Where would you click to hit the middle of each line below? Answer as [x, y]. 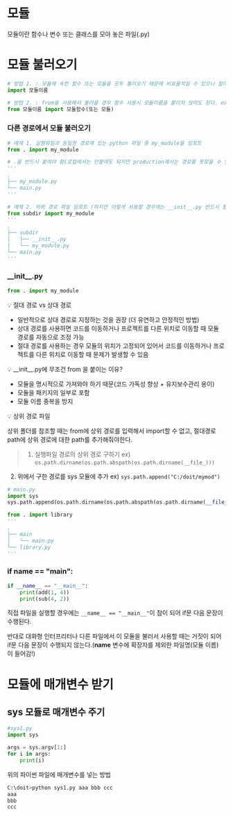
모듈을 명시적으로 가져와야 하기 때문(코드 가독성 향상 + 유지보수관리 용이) [116, 384]
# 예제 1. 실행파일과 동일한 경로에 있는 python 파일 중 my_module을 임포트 [105, 143]
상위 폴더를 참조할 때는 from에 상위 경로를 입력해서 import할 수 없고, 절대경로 [112, 431]
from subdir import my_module [51, 213]
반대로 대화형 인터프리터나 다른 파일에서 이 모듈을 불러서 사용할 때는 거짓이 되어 [114, 636]
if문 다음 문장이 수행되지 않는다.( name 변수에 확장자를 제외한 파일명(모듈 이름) [113, 645]
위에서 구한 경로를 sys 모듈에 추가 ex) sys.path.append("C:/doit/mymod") [119, 476]
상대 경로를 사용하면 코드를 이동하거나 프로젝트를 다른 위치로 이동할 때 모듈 [118, 328]
